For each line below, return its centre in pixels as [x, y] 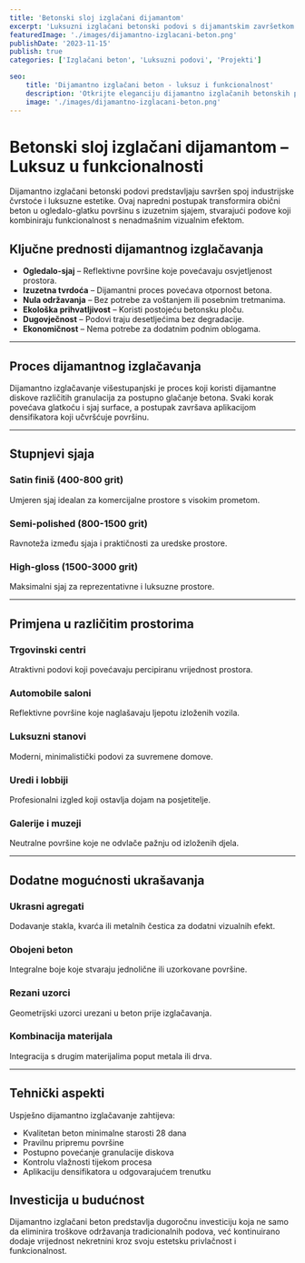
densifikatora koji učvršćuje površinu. [79, 417]
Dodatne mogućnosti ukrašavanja [107, 880]
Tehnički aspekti [57, 1093]
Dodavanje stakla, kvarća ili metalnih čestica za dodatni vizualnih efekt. [142, 925]
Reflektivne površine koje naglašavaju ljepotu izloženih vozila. [125, 713]
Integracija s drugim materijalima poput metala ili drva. [111, 1056]
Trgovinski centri [48, 650]
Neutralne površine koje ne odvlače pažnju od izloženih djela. [124, 844]
